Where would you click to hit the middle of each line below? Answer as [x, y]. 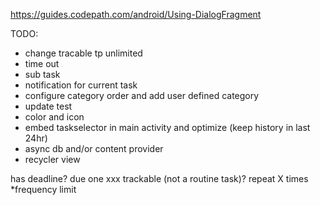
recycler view [52, 159]
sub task [42, 74]
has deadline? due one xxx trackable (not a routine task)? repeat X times [159, 178]
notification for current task [81, 85]
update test [48, 106]
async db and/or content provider [94, 148]
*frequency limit [43, 189]
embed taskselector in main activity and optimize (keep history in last [167, 127]
